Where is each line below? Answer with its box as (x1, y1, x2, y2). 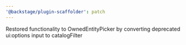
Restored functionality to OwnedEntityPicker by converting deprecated (5, 25, 181, 32)
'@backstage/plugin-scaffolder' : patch (5, 8, 106, 15)
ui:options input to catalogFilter (5, 31, 83, 39)
